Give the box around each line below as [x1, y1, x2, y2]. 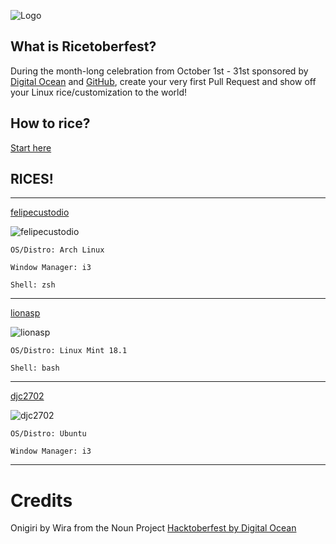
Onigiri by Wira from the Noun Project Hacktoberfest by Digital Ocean [10, 522, 297, 534]
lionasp [10, 307, 41, 319]
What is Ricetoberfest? [10, 38, 157, 55]
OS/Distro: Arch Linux [10, 245, 105, 255]
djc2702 [10, 390, 45, 402]
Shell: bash [10, 363, 60, 374]
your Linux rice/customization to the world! [10, 86, 188, 98]
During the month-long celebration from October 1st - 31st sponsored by [10, 65, 309, 77]
